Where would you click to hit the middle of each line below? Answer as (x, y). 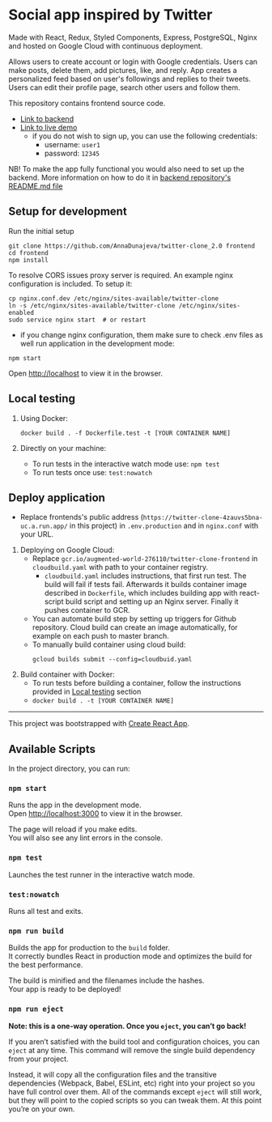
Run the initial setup (41, 231)
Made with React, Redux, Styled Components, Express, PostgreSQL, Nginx (133, 37)
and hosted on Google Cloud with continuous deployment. (106, 45)
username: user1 (72, 144)
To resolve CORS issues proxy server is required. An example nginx (121, 275)
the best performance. (46, 965)
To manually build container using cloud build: (109, 644)
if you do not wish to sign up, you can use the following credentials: (144, 136)
